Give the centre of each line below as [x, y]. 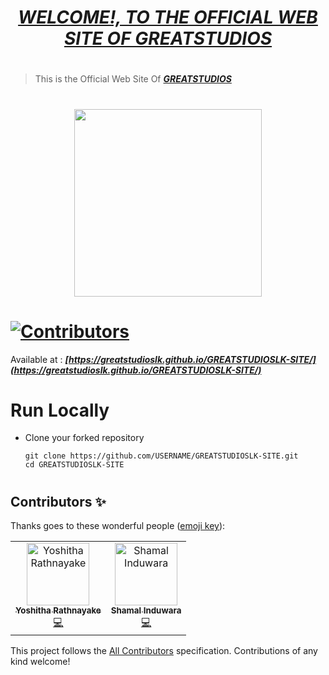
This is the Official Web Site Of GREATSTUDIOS [133, 79]
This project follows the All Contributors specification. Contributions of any [164, 651]
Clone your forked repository [84, 438]
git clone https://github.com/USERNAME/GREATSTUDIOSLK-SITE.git [161, 456]
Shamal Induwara [146, 610]
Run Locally [60, 410]
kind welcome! [40, 662]
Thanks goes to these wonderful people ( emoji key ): [118, 526]
